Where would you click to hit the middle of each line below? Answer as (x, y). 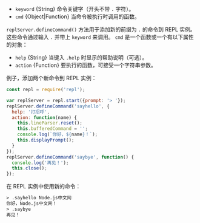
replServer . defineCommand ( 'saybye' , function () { (70, 157)
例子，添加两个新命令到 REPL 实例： (52, 78)
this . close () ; (29, 168)
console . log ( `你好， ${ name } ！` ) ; (58, 135)
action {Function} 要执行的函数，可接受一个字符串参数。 (85, 65)
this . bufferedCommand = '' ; (52, 129)
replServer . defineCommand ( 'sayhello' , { (58, 106)
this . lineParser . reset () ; (50, 123)
